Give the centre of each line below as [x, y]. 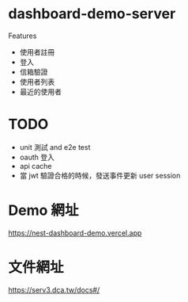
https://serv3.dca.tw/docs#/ [54, 289]
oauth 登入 [37, 157]
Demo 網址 [43, 210]
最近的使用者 [40, 91]
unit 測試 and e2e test [55, 147]
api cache [36, 166]
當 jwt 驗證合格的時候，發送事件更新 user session [100, 175]
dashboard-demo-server [92, 14]
